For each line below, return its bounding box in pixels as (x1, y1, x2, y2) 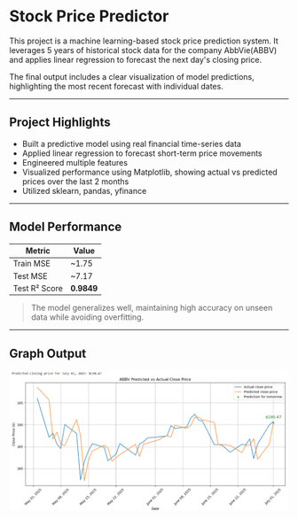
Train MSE (12, 259, 51, 269)
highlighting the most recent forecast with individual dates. (9, 81, 223, 91)
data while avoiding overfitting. (30, 312, 145, 322)
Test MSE (12, 270, 48, 281)
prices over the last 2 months (21, 175, 129, 187)
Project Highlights (9, 115, 111, 130)
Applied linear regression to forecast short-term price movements (21, 148, 263, 159)
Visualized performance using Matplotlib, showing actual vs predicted (21, 167, 278, 177)
